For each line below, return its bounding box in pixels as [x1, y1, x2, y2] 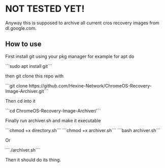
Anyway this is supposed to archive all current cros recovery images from [5, 20, 160, 26]
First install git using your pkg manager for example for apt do [5, 53, 135, 59]
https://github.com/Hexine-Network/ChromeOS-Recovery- [28, 82, 152, 89]
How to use [5, 40, 42, 49]
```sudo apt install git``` [5, 63, 52, 69]
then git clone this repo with [5, 73, 64, 79]
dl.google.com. [5, 25, 37, 31]
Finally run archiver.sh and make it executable [5, 117, 101, 123]
